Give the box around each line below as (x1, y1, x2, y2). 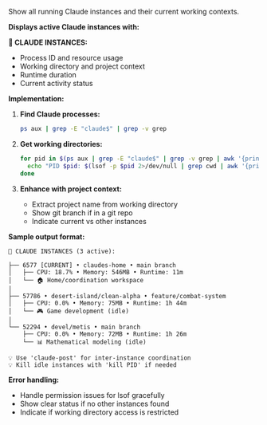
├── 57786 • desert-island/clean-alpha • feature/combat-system (8, 292, 226, 300)
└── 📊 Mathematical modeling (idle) (22, 338, 147, 346)
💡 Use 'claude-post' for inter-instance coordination (8, 354, 191, 362)
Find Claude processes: (19, 109, 101, 119)
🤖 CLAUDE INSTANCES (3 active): (8, 247, 116, 255)
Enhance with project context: (19, 183, 122, 194)
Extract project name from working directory (31, 199, 178, 209)
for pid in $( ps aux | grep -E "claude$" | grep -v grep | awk (19, 155, 235, 163)
